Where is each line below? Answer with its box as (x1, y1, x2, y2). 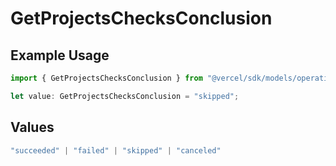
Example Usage (10, 47, 110, 64)
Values (10, 119, 55, 136)
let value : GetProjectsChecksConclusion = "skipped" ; (10, 91, 240, 101)
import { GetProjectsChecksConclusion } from (10, 73, 203, 83)
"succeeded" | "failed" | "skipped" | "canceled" (10, 145, 222, 156)
